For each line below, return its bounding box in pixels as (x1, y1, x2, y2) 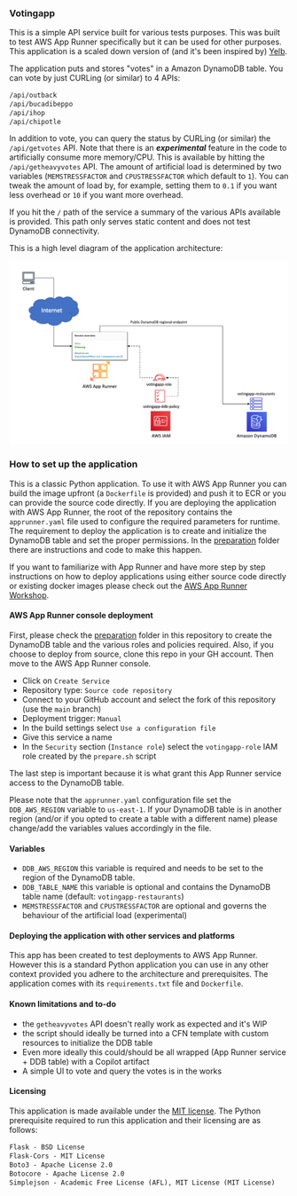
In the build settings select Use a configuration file (21, 722, 216, 734)
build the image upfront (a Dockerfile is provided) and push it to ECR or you (9, 487, 286, 499)
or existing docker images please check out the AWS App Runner (9, 580, 248, 591)
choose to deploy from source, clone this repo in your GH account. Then (9, 649, 274, 659)
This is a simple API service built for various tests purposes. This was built (9, 28, 281, 38)
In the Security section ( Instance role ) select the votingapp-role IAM (21, 742, 278, 752)
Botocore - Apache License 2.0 (9, 1169, 125, 1178)
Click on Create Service (21, 675, 111, 686)
